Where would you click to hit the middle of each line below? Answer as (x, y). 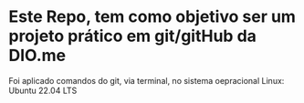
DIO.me (37, 56)
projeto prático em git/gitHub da (133, 36)
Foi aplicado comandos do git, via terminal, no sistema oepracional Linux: (147, 80)
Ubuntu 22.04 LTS (43, 90)
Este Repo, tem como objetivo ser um (152, 17)
